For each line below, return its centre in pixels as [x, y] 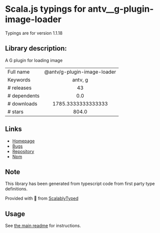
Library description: [36, 48]
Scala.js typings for [46, 9]
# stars [15, 111]
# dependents [24, 96]
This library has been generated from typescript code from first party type [80, 184]
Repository [23, 151]
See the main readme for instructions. [43, 226]
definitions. [16, 189]
